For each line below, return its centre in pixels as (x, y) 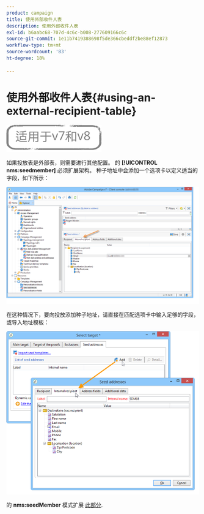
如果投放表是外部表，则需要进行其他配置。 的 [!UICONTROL (82, 162)
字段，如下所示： (28, 178)
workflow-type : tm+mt (34, 45)
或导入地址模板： (28, 322)
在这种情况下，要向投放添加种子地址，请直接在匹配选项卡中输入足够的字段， (103, 315)
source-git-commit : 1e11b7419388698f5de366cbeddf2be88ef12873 (87, 39)
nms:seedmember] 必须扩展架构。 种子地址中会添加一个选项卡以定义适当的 (102, 170)
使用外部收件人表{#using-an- (81, 97)
